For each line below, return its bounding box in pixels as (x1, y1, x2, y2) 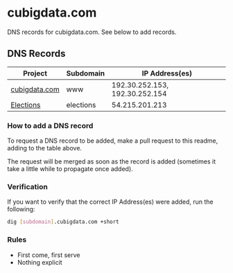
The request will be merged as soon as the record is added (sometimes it (7, 157, 216, 166)
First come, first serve (17, 251, 80, 259)
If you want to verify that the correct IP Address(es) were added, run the (7, 197, 214, 206)
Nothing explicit (17, 258, 62, 266)
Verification (7, 182, 49, 191)
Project (23, 68, 47, 78)
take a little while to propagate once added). (7, 165, 133, 173)
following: (7, 205, 35, 213)
